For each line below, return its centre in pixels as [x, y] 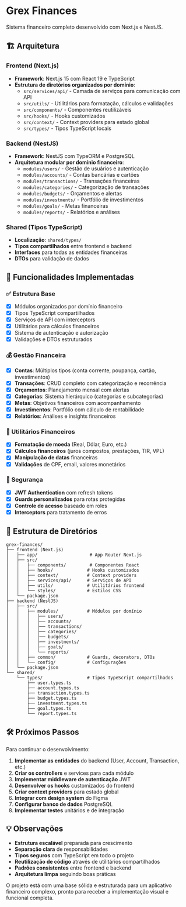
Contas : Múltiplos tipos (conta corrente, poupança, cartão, [85, 370]
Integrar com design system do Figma [61, 798]
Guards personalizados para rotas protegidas [70, 499]
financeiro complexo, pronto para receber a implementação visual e [87, 891]
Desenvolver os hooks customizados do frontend [74, 785]
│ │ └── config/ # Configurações [66, 662]
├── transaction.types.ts [59, 693]
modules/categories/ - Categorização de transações [86, 187]
